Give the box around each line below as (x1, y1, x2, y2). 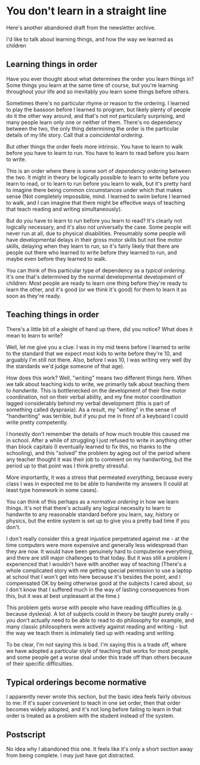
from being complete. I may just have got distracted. (6, 752, 135, 759)
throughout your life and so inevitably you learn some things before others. (6, 88, 190, 95)
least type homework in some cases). (6, 486, 99, 493)
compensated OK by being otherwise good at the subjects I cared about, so (6, 579, 192, 587)
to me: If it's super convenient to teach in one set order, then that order (6, 699, 181, 707)
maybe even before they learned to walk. (6, 255, 107, 262)
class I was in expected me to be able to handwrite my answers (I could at (6, 480, 188, 487)
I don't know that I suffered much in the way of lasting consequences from (6, 585, 190, 593)
